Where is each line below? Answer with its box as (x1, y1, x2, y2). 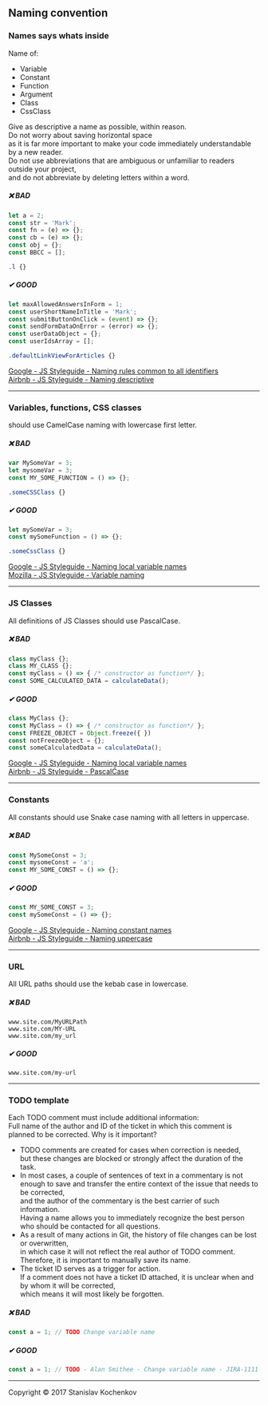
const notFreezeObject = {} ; (8, 736, 105, 744)
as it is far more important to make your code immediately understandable (8, 139, 252, 148)
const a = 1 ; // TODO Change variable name (8, 1328, 156, 1336)
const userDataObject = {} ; (8, 330, 102, 338)
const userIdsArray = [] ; (8, 337, 94, 345)
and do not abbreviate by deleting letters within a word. (8, 172, 190, 182)
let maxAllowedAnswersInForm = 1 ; (8, 300, 124, 308)
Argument (19, 89, 53, 99)
